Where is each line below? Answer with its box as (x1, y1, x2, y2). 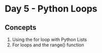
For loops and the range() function (12, 42, 84, 48)
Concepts (5, 23, 37, 32)
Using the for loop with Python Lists (12, 36, 87, 42)
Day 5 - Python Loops (5, 3, 97, 15)
